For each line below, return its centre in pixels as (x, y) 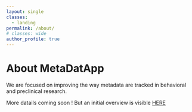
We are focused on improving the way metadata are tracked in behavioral (96, 85)
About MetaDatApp (55, 68)
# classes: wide (26, 34)
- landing (24, 23)
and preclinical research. (37, 91)
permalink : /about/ (30, 28)
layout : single (25, 12)
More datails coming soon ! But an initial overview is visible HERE (86, 103)
